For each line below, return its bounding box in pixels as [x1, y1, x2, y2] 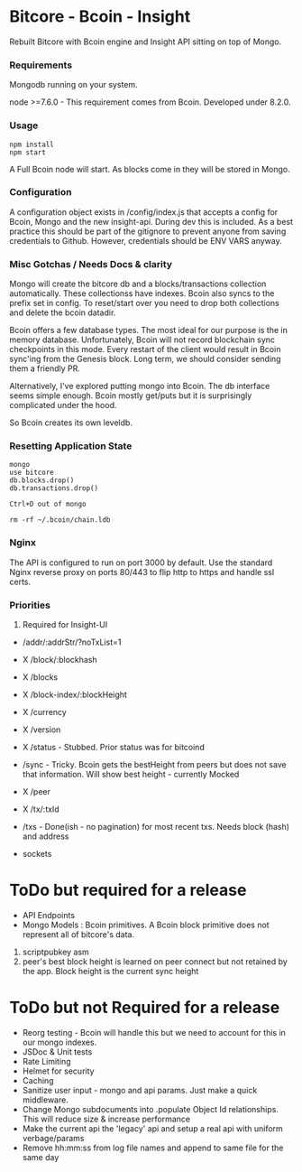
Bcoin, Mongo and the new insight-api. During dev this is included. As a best [9, 216, 294, 227]
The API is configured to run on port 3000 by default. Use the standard [9, 557, 273, 568]
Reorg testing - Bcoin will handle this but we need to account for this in [22, 1027, 287, 1037]
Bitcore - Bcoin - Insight [9, 6, 191, 27]
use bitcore [9, 468, 54, 478]
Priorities [9, 599, 51, 611]
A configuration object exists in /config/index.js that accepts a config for [9, 206, 279, 218]
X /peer [22, 786, 51, 797]
